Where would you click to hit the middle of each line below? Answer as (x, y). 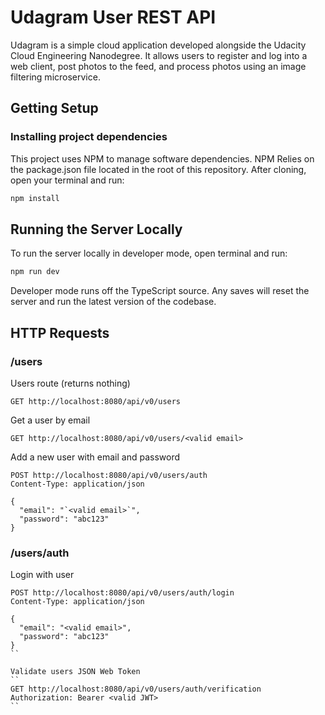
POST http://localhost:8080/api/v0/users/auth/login (122, 593)
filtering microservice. (55, 77)
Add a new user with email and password (95, 457)
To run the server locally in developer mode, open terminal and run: (149, 253)
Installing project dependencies (89, 137)
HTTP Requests (60, 332)
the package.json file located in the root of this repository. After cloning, (158, 169)
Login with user (42, 575)
